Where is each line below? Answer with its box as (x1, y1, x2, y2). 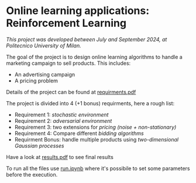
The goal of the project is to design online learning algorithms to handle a (6, 53, 183, 60)
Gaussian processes (14, 142, 64, 149)
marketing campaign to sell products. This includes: (6, 60, 131, 67)
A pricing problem (14, 77, 59, 84)
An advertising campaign (14, 71, 75, 78)
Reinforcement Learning (6, 16, 127, 30)
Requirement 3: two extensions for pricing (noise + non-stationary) (14, 123, 177, 130)
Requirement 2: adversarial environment (14, 117, 112, 124)
